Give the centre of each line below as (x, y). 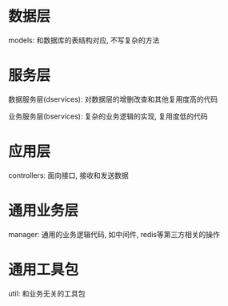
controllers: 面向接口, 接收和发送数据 (69, 175)
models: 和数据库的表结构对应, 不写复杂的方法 (84, 40)
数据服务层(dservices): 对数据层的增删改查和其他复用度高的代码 (113, 99)
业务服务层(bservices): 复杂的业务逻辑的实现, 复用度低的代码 (108, 116)
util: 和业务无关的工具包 (47, 293)
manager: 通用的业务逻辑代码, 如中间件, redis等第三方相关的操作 (114, 234)
